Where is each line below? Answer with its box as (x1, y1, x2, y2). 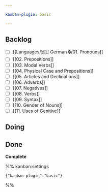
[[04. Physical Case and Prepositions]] (12, 68, 94, 74)
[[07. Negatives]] (12, 85, 48, 91)
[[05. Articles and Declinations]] (12, 73, 80, 79)
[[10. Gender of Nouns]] (12, 102, 63, 108)
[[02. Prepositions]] (12, 56, 54, 62)
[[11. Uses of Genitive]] (12, 108, 61, 114)
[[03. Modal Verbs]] (12, 62, 55, 68)
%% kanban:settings (5, 164, 49, 170)
